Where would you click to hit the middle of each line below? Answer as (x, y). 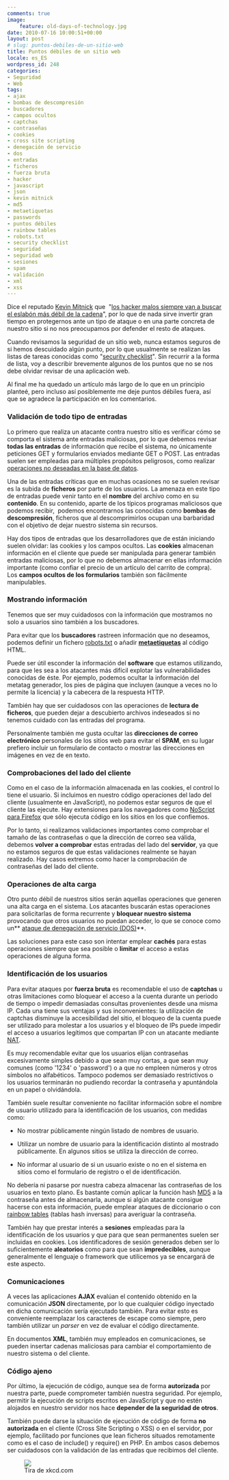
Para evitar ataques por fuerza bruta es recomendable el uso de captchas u (115, 989)
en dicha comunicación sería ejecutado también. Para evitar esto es (103, 1311)
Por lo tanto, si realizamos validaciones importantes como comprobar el (108, 830)
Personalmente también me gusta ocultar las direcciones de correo (103, 733)
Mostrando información (47, 600)
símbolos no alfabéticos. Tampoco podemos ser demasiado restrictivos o (110, 1075)
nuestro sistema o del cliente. (49, 1353)
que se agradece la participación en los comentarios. (82, 399)
